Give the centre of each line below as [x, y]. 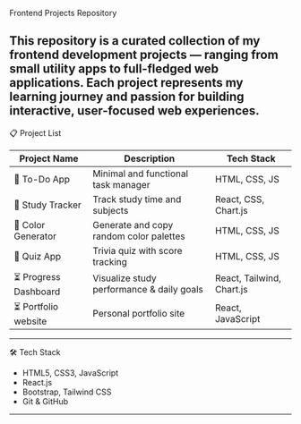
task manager [121, 184]
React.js [37, 382]
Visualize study [125, 278]
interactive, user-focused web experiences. [134, 111]
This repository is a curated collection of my [135, 41]
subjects [111, 210]
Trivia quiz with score [138, 250]
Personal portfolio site [139, 314]
